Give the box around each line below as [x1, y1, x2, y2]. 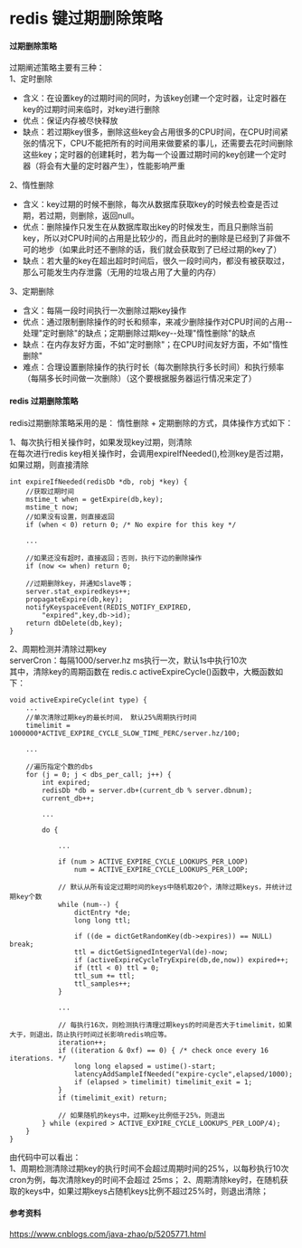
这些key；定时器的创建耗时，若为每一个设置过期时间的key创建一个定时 [22, 149, 288, 160]
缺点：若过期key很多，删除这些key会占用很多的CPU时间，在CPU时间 [22, 127, 281, 137]
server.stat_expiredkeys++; [25, 587, 131, 596]
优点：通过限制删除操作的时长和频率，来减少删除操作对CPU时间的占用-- [22, 317, 293, 327]
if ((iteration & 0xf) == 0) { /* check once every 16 [57, 1045, 269, 1054]
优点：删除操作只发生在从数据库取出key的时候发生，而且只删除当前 [22, 222, 274, 232]
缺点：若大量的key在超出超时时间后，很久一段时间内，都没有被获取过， [22, 255, 289, 267]
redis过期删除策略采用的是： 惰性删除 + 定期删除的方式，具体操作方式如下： [9, 417, 294, 428]
